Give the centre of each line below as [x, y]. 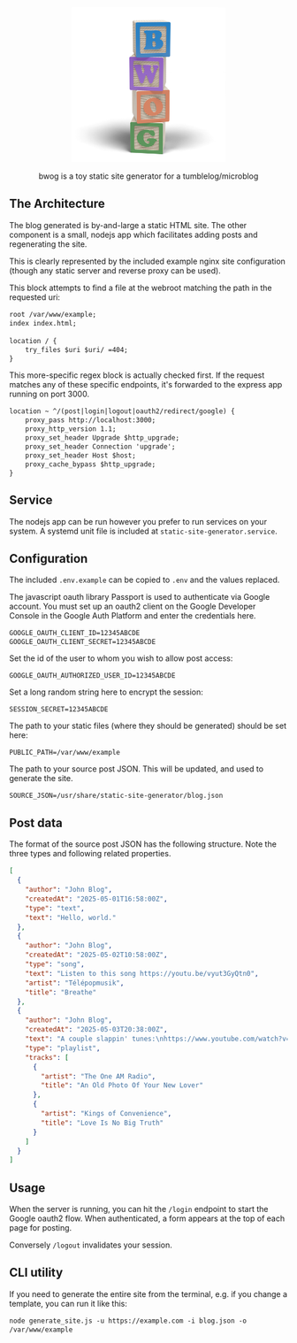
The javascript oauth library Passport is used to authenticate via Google [140, 597]
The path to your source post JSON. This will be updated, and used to [136, 769]
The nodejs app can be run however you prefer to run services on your [138, 521]
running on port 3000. [49, 394]
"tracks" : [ [47, 1057]
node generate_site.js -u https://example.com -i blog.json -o [128, 1321]
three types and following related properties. [90, 854]
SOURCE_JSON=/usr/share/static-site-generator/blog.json [116, 796]
